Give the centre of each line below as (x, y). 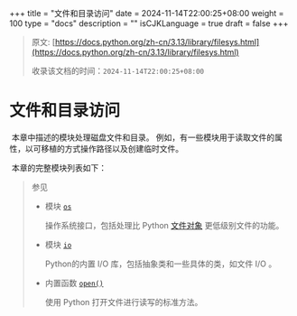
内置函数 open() (74, 283)
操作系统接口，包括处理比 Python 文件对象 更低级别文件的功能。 (164, 225)
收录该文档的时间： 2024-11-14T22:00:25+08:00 (118, 71)
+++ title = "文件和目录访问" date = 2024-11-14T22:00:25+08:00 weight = (147, 13)
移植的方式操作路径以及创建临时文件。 (111, 148)
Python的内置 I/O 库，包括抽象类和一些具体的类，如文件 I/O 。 (161, 264)
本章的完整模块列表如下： (59, 167)
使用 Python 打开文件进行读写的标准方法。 (124, 302)
